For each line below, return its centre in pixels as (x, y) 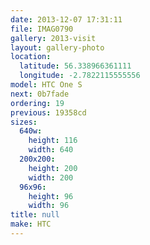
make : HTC (31, 224)
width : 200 (51, 177)
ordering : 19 (37, 103)
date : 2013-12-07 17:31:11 (66, 19)
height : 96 (51, 196)
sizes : (24, 122)
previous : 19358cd (48, 112)
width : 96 (49, 206)
